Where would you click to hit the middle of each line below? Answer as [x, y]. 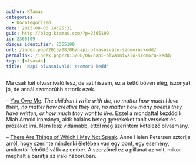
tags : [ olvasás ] [26, 61]
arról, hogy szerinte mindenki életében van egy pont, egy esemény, [88, 143]
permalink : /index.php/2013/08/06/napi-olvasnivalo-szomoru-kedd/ [89, 55]
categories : [21, 17]
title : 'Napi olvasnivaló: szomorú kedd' [58, 66]
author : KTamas [25, 11]
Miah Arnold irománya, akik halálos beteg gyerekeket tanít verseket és [91, 120]
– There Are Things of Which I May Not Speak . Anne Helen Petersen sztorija [98, 137]
